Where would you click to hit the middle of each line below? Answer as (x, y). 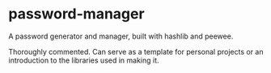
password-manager (76, 14)
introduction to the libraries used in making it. (84, 60)
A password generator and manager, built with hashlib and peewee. (121, 36)
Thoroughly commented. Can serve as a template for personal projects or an (136, 51)
